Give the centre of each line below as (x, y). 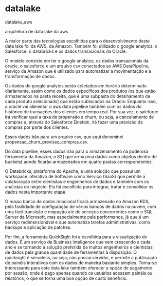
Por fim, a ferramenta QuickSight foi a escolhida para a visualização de (76, 237)
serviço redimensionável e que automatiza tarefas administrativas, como (78, 222)
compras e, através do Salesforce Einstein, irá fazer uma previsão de (74, 122)
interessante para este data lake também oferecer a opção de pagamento (79, 268)
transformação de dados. (30, 76)
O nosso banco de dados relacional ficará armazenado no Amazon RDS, (77, 201)
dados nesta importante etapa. (36, 192)
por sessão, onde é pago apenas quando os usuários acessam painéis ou (79, 273)
